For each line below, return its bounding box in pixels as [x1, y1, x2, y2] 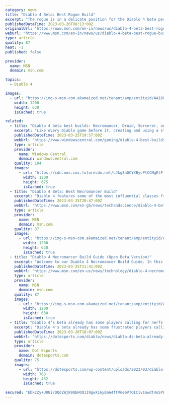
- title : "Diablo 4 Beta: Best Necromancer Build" [10, 189, 118, 194]
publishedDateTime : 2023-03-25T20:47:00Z [14, 198, 102, 204]
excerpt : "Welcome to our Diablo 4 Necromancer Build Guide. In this [14, 259, 163, 264]
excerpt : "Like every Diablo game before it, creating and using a [14, 128, 158, 133]
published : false [5, 49, 42, 54]
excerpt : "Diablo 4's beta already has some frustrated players [14, 324, 152, 330]
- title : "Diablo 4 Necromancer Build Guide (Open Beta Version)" [10, 254, 152, 259]
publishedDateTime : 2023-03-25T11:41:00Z [14, 264, 102, 269]
